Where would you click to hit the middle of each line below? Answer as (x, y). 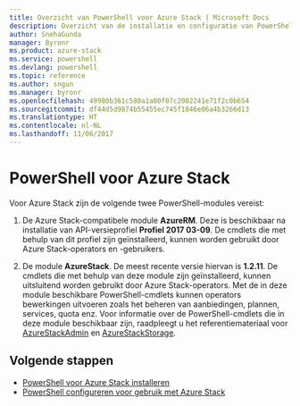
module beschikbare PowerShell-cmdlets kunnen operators (132, 294)
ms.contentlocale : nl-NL (55, 126)
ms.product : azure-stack (55, 51)
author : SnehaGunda (46, 34)
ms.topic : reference (48, 76)
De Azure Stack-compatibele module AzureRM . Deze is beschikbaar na (154, 220)
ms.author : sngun (42, 84)
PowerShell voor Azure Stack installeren (96, 382)
